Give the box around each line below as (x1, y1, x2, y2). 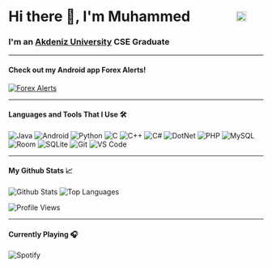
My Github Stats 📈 (8, 166, 73, 176)
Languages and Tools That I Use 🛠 (8, 109, 127, 120)
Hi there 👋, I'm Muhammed (8, 7, 191, 26)
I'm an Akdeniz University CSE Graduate (8, 36, 170, 48)
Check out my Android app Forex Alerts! (8, 65, 147, 75)
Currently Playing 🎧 (8, 229, 79, 239)
